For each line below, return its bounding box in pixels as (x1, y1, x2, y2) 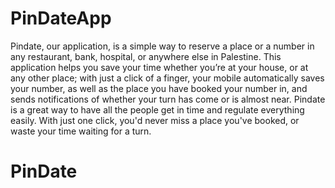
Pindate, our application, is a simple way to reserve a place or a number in (10, 40, 315, 52)
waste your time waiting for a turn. (10, 125, 152, 137)
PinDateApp (10, 7, 112, 30)
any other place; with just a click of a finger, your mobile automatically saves (10, 72, 325, 84)
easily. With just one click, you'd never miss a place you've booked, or (10, 114, 300, 126)
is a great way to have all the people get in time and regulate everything (10, 103, 305, 116)
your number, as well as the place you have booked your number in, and (10, 82, 308, 94)
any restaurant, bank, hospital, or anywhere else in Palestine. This (10, 50, 282, 62)
